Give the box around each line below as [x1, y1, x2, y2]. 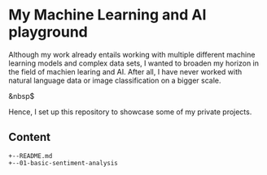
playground [8, 23, 88, 41]
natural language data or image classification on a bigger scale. [8, 75, 221, 85]
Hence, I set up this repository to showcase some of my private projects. [8, 107, 252, 117]
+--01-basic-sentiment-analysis [8, 159, 118, 167]
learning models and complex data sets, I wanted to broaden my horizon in [8, 58, 259, 68]
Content [8, 130, 51, 144]
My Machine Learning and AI [8, 6, 207, 24]
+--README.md [8, 152, 53, 160]
